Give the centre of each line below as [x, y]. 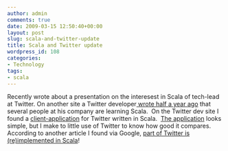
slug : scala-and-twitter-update [53, 39]
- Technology [26, 65]
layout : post [26, 33]
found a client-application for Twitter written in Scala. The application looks [114, 119]
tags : [15, 71]
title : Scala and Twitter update [55, 45]
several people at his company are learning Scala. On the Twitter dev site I [113, 111]
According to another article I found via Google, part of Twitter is [99, 133]
